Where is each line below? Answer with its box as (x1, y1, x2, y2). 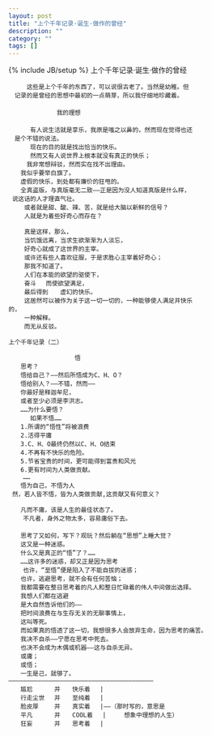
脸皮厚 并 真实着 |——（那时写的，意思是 (19, 703, 166, 711)
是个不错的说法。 (14, 135, 63, 143)
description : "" (8, 27, 63, 35)
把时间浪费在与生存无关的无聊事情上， (19, 610, 129, 618)
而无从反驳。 (23, 323, 61, 331)
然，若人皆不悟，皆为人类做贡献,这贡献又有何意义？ (11, 490, 160, 499)
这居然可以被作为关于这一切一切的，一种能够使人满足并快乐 (23, 297, 193, 305)
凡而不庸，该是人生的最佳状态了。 (19, 506, 117, 515)
